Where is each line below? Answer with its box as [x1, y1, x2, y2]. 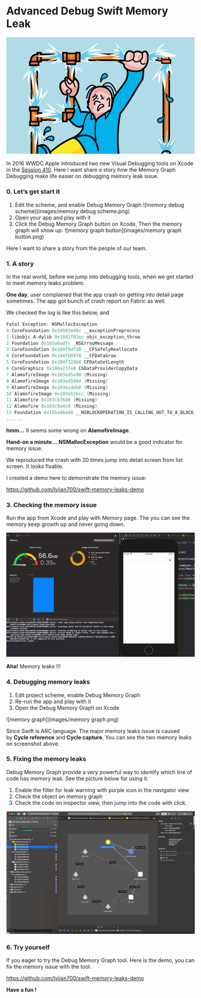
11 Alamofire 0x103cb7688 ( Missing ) [6, 397, 98, 403]
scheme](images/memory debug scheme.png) [14, 208, 130, 215]
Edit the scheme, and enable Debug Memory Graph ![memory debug [14, 201, 184, 208]
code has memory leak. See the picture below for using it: [6, 775, 149, 782]
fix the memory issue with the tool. [6, 963, 92, 970]
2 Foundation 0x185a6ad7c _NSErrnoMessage [6, 340, 114, 346]
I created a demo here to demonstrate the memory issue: [6, 474, 147, 481]
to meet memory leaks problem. [6, 279, 85, 287]
